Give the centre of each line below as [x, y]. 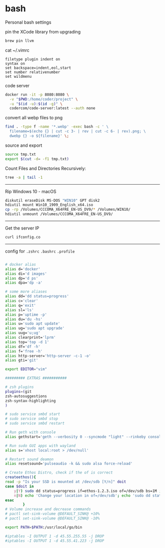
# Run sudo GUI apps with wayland [41, 446]
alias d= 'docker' [23, 269]
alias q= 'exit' [21, 305]
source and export [24, 145]
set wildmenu [18, 76]
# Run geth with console [30, 432]
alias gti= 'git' [22, 360]
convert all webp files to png [34, 118]
